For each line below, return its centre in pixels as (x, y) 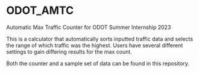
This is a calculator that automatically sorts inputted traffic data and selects (100, 39)
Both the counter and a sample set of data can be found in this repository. (98, 63)
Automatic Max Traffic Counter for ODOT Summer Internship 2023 (89, 27)
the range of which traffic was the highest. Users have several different (95, 45)
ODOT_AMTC (40, 11)
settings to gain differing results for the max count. (69, 51)
